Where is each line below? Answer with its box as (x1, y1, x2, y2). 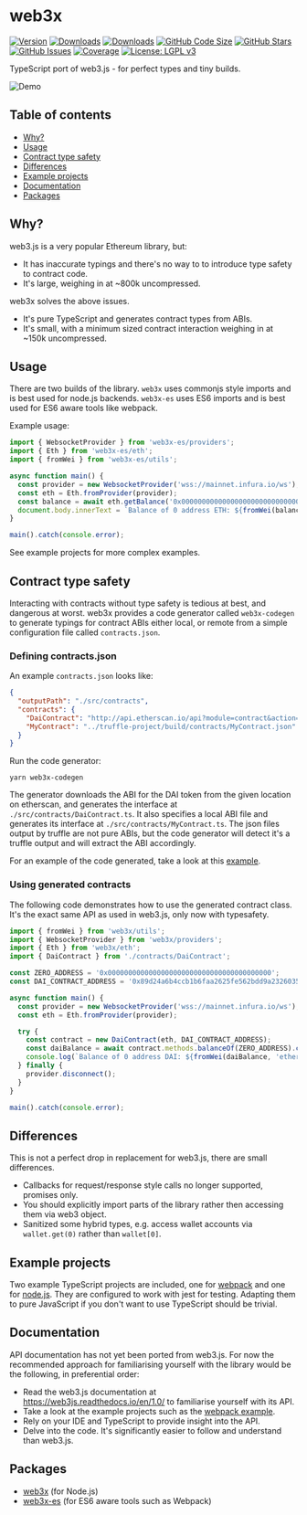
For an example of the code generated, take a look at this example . (9, 855, 261, 866)
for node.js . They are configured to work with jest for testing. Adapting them (9, 1289, 296, 1300)
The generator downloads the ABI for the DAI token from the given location (9, 789, 291, 800)
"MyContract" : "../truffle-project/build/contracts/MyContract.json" (26, 722, 297, 731)
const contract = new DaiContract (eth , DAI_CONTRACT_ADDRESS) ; (26, 1035, 272, 1044)
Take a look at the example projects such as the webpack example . (22, 1405, 276, 1416)
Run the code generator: (9, 756, 101, 767)
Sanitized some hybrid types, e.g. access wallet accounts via (22, 1219, 253, 1230)
